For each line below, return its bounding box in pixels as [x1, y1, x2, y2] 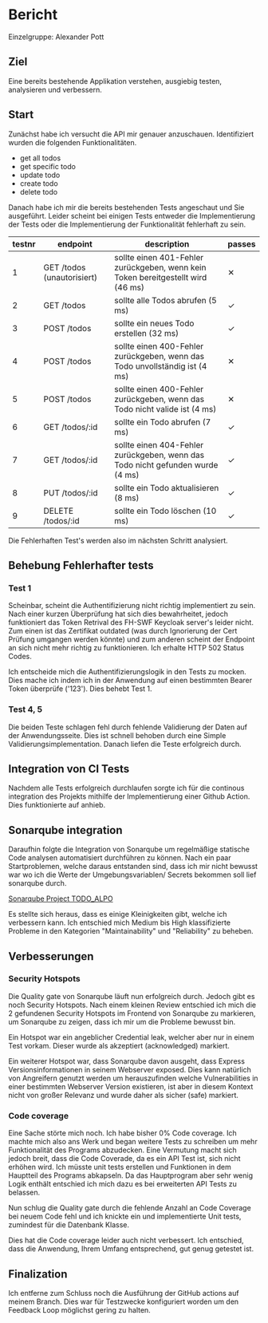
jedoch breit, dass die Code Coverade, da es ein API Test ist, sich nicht [8, 1154, 241, 1163]
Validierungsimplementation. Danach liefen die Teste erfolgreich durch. [8, 739, 242, 748]
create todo [19, 178, 58, 188]
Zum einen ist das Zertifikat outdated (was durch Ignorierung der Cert [8, 626, 238, 636]
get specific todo [19, 161, 76, 171]
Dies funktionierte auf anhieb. [8, 800, 106, 810]
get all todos [19, 153, 61, 163]
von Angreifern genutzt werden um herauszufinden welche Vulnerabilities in [8, 1073, 258, 1083]
